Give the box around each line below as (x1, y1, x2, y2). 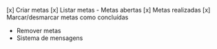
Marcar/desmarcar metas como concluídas (6, 13, 129, 21)
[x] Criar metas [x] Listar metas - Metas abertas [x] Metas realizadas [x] (6, 6, 211, 14)
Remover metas (16, 27, 61, 35)
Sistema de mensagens (16, 34, 83, 42)
